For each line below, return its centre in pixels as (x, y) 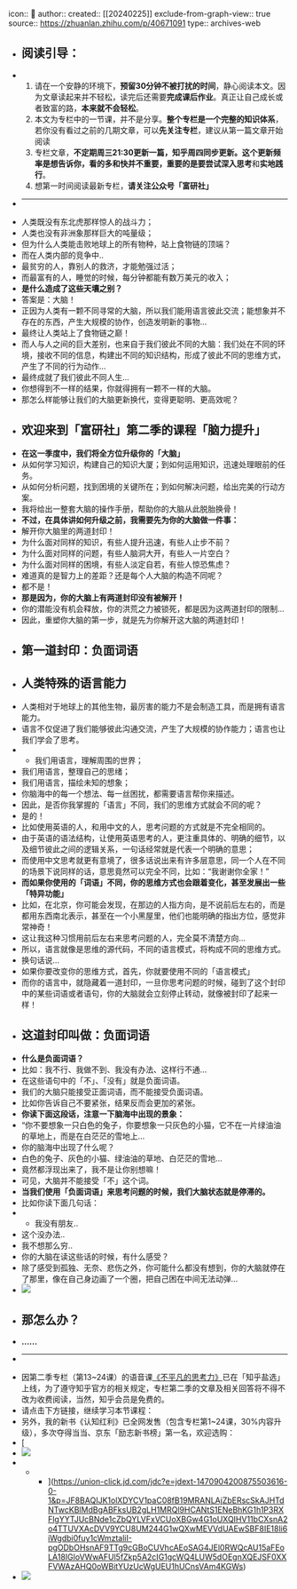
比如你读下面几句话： (60, 1203)
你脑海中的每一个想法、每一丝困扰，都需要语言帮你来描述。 (130, 793)
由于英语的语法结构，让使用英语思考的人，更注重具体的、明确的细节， (149, 838)
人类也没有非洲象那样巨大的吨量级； (87, 233)
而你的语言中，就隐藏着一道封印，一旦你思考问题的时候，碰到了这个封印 (153, 982)
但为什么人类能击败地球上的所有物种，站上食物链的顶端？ (126, 243)
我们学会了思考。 (52, 739)
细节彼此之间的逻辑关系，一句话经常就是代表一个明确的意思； (141, 849)
